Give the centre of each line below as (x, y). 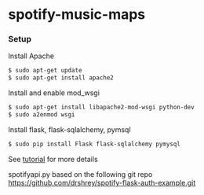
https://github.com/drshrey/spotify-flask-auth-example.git (102, 182)
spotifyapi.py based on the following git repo (80, 174)
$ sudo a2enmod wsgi (42, 115)
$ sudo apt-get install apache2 (61, 78)
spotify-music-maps (77, 15)
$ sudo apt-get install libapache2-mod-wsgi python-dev (101, 108)
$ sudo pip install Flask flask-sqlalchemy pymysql (94, 144)
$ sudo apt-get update (45, 71)
